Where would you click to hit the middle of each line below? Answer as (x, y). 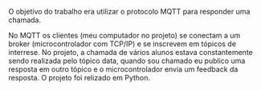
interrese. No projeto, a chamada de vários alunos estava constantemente (130, 52)
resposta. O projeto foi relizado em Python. (80, 78)
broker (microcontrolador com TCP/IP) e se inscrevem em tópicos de (122, 44)
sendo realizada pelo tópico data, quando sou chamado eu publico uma (127, 61)
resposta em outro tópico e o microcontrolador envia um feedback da (123, 69)
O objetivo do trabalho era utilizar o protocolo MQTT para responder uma (129, 12)
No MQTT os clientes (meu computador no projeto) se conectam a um (124, 35)
